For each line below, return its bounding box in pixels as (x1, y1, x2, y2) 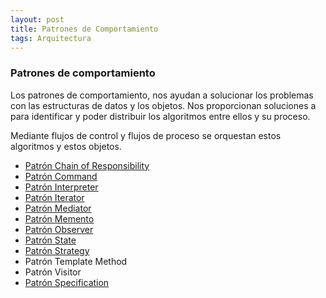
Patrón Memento (24, 212, 95, 225)
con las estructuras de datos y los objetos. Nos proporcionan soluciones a (10, 99, 317, 111)
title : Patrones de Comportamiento (10, 24, 159, 34)
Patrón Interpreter (24, 181, 99, 193)
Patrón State (24, 234, 77, 246)
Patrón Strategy (24, 244, 90, 256)
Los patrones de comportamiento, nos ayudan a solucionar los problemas (10, 89, 314, 101)
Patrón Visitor (24, 266, 82, 278)
